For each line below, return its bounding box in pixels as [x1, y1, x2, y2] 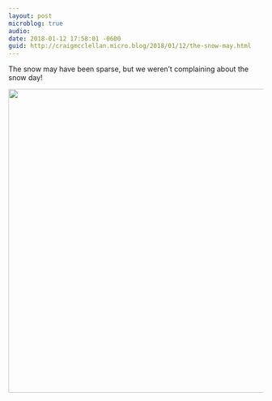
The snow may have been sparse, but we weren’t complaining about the [8, 64, 249, 74]
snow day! [8, 73, 43, 83]
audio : [8, 27, 31, 35]
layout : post [8, 11, 53, 20]
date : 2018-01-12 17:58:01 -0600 [8, 34, 121, 43]
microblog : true [8, 19, 63, 28]
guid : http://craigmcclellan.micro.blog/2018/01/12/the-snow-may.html [8, 42, 252, 50]
